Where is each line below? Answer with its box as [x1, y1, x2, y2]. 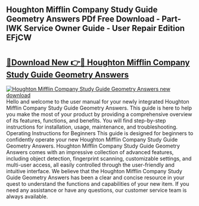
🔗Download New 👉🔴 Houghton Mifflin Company [6, 57, 190, 67]
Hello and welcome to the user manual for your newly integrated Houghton [6, 98, 189, 105]
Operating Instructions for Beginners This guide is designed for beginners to [6, 130, 194, 136]
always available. [6, 193, 48, 200]
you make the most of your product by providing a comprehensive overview [6, 111, 192, 118]
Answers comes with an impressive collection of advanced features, [6, 149, 174, 155]
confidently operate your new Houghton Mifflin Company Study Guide [6, 136, 178, 143]
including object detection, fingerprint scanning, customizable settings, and [6, 155, 192, 162]
